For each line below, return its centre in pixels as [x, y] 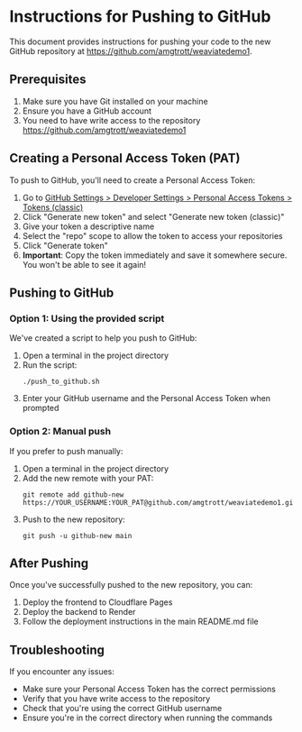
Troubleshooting [57, 650]
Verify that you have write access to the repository [116, 699]
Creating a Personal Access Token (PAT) [125, 158]
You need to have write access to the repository [111, 120]
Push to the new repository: [74, 519]
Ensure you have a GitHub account [87, 111]
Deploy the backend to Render [79, 612]
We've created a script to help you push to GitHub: [103, 338]
